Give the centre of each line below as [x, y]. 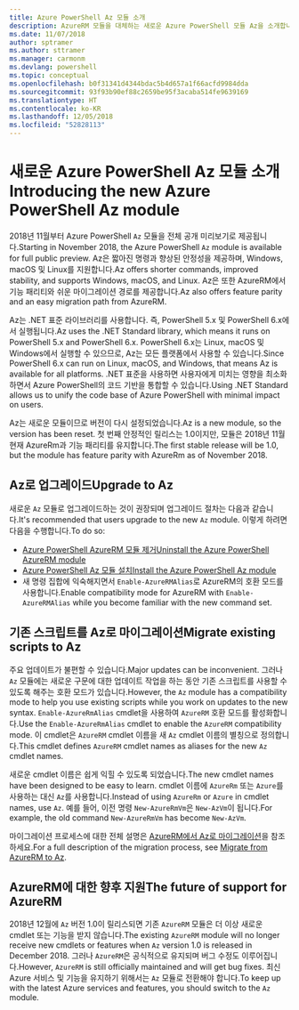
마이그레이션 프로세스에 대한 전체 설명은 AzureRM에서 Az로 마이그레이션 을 [139, 836]
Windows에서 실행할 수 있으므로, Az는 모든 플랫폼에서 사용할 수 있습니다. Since [147, 353]
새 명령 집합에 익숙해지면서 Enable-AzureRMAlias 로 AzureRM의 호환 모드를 [153, 581]
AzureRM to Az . [38, 857]
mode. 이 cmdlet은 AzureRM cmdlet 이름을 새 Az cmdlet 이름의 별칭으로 [134, 734]
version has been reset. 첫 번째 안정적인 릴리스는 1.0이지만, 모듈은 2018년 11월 [147, 433]
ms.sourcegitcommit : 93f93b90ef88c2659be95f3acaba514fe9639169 [129, 92]
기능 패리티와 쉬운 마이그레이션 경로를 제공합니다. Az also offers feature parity [146, 291]
